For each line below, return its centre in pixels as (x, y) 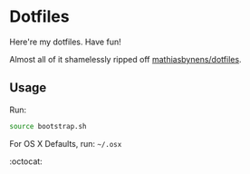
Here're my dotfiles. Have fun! (65, 42)
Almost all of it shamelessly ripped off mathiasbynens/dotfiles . (125, 59)
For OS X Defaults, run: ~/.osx (66, 143)
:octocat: (26, 161)
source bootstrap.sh (48, 126)
